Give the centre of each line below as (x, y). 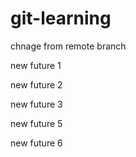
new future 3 (36, 104)
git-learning (61, 18)
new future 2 (36, 84)
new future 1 (36, 65)
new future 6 (36, 143)
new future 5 (36, 123)
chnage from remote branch (68, 46)
